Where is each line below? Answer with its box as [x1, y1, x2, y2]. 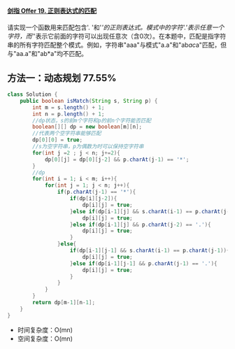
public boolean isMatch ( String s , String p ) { [20, 97, 158, 104]
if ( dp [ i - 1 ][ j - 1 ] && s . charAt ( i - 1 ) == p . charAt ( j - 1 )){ [69, 247, 230, 255]
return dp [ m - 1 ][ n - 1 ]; [32, 299, 96, 306]
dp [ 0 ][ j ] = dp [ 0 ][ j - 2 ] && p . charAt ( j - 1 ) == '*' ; [44, 156, 190, 163]
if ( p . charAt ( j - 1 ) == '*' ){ [57, 189, 136, 196]
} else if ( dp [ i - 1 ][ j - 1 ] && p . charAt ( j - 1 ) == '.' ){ [69, 259, 218, 267]
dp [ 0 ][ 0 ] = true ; [32, 136, 83, 143]
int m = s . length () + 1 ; [32, 104, 105, 111]
